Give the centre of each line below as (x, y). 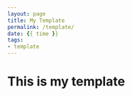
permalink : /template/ (41, 27)
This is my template (66, 82)
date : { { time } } (33, 34)
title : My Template (36, 20)
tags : (15, 40)
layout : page (27, 14)
